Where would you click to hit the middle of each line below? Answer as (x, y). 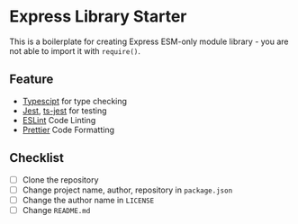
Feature (32, 80)
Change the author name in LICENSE (88, 200)
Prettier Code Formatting (68, 130)
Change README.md (56, 210)
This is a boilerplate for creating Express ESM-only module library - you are (149, 41)
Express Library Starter (98, 17)
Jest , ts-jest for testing (64, 111)
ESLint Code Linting (59, 120)
